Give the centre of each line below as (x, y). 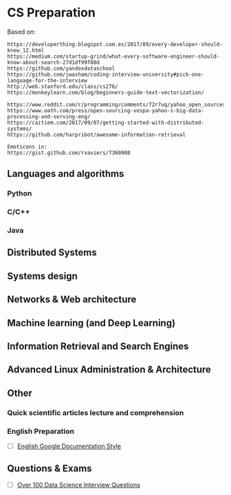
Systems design (42, 276)
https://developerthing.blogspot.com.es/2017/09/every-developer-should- (115, 44)
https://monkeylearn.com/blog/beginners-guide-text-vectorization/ (106, 92)
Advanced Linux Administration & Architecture (109, 370)
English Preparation (41, 431)
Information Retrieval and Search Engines (98, 347)
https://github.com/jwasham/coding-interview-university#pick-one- (106, 74)
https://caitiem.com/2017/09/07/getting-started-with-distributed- (106, 123)
